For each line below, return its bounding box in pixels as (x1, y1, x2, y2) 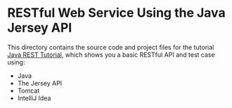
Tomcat (17, 86, 40, 95)
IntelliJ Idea (17, 93, 51, 102)
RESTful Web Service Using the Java (7, 5, 226, 21)
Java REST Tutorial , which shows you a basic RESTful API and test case (7, 50, 216, 59)
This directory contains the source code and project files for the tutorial (7, 43, 214, 51)
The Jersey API (17, 79, 63, 87)
